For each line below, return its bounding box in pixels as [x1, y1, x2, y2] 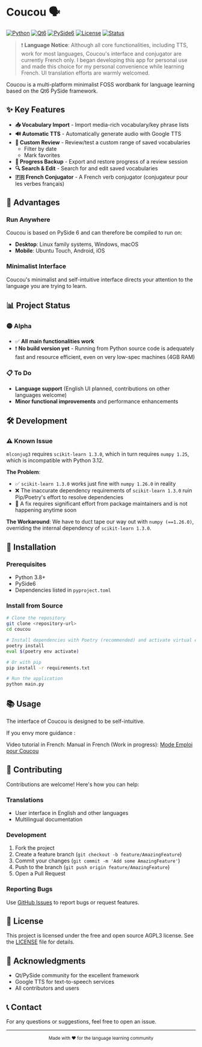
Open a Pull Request [14, 870, 66, 877]
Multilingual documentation [14, 816, 83, 823]
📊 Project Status [6, 301, 71, 311]
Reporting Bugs [6, 885, 53, 894]
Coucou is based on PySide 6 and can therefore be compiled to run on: [6, 229, 182, 236]
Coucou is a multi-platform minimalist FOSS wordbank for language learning [6, 81, 195, 88]
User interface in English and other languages [14, 809, 129, 817]
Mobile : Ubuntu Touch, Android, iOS [14, 247, 105, 254]
